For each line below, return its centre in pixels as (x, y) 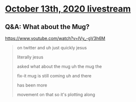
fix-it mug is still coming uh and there (54, 76)
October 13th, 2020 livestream (68, 9)
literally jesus (30, 57)
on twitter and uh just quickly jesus (52, 48)
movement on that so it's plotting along (56, 95)
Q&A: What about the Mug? (47, 27)
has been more (32, 85)
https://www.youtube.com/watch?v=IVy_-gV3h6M (55, 38)
